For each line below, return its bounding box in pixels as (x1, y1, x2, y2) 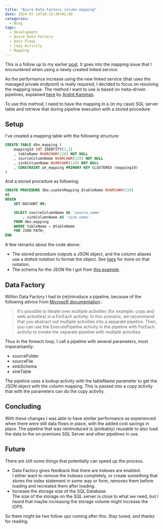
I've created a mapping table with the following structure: (5, 133, 120, 139)
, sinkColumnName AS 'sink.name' (22, 215, 91, 220)
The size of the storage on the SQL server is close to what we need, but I (12, 493, 159, 499)
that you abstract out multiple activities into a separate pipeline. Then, (17, 319, 157, 324)
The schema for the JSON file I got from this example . (12, 266, 121, 273)
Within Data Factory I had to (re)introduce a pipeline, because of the (5, 294, 142, 300)
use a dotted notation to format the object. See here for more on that (12, 256, 150, 262)
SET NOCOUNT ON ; (14, 202, 47, 207)
